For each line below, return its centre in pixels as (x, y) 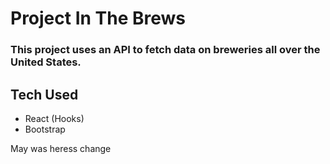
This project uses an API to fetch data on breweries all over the (165, 50)
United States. (46, 62)
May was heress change (61, 148)
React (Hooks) (54, 118)
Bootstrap (45, 129)
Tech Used (44, 94)
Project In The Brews (98, 18)
